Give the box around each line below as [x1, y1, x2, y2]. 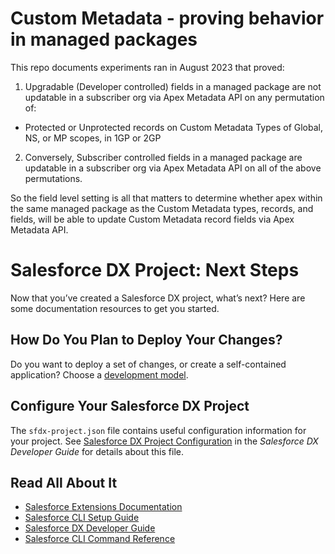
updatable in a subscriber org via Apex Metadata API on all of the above [24, 162, 322, 174]
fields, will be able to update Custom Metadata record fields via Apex [10, 213, 295, 225]
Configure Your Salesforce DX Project [10, 398, 250, 415]
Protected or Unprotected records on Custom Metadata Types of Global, [24, 121, 324, 133]
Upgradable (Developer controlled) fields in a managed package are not [24, 80, 322, 92]
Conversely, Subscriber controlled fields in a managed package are [24, 151, 303, 163]
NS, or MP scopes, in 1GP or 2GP [24, 132, 162, 144]
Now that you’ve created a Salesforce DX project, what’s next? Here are [10, 292, 306, 304]
